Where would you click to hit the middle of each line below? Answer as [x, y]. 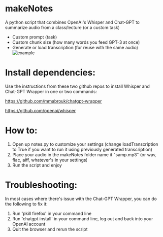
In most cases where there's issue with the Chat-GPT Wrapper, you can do [81, 199]
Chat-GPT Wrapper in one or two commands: [51, 91]
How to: [21, 131]
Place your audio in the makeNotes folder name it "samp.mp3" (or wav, [84, 154]
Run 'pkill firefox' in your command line [52, 213]
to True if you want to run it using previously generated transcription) [82, 149]
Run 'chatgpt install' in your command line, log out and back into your [83, 219]
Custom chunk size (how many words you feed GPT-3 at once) [76, 42]
